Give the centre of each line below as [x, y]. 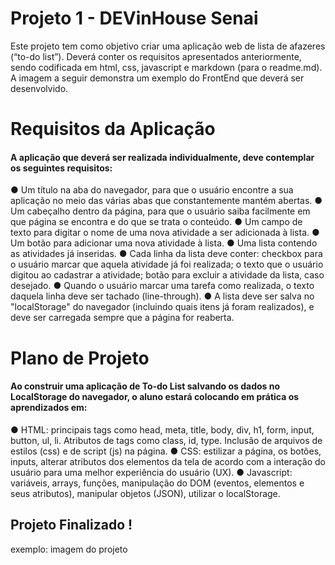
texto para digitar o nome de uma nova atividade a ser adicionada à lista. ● [165, 233]
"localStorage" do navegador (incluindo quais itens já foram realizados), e [162, 307]
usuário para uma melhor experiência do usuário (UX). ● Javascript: [151, 472]
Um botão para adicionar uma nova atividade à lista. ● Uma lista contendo [164, 243]
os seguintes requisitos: [61, 168]
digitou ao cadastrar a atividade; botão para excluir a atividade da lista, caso [167, 275]
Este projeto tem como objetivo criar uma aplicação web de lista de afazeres [168, 46]
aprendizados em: [49, 408]
